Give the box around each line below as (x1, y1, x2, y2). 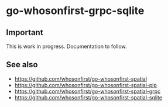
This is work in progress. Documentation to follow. (6, 43, 127, 50)
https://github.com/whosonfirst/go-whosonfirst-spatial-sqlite (14, 94, 163, 101)
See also (6, 60, 38, 70)
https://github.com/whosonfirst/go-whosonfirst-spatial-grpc (14, 88, 161, 95)
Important (6, 27, 43, 37)
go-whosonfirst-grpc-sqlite (6, 4, 145, 18)
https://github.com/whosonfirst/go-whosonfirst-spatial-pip (14, 81, 157, 88)
